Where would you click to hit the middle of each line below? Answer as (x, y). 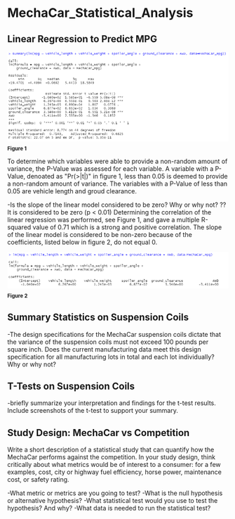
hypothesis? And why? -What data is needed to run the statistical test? (109, 508)
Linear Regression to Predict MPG (82, 39)
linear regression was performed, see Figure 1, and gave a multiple (103, 220)
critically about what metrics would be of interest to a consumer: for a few (114, 465)
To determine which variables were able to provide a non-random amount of (117, 161)
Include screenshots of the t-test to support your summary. (93, 411)
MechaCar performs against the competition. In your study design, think (112, 457)
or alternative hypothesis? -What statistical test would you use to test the (113, 501)
